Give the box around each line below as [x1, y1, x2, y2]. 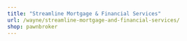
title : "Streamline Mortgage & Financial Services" [7, 10, 161, 17]
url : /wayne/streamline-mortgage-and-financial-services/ [7, 17, 180, 24]
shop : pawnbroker [7, 23, 58, 30]
